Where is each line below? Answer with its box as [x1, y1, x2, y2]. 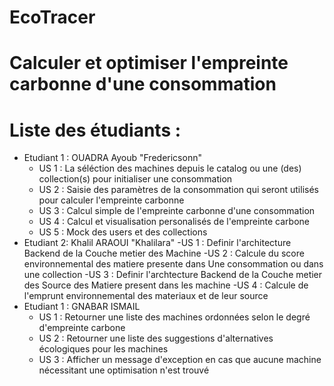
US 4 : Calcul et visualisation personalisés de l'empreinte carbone [38, 216, 310, 228]
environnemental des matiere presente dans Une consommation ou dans [23, 258, 324, 270]
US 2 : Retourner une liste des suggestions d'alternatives [38, 332, 274, 345]
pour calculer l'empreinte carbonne [38, 194, 185, 206]
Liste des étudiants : [9, 119, 182, 141]
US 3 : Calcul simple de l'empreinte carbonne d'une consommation [38, 205, 316, 217]
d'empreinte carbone [38, 322, 126, 334]
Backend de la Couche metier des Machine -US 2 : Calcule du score [23, 247, 305, 260]
